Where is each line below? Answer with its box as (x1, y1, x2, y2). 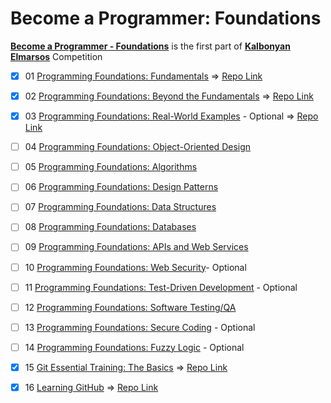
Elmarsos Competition (10, 50, 103, 62)
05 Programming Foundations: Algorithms (24, 161, 198, 173)
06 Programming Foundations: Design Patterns (24, 181, 219, 193)
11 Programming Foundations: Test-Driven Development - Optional (24, 281, 298, 293)
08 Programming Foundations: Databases (24, 221, 197, 233)
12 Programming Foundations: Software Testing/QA (24, 301, 237, 313)
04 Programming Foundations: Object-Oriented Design (24, 141, 252, 153)
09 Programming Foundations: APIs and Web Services (24, 241, 249, 253)
